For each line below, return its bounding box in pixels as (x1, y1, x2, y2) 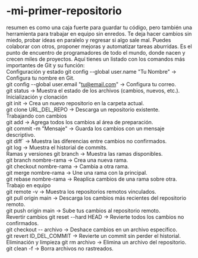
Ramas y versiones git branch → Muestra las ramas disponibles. (6, 150, 163, 157)
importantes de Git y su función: (6, 61, 85, 69)
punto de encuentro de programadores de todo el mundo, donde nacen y (6, 49, 186, 56)
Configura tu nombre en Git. (6, 74, 75, 81)
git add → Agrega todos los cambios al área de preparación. (6, 118, 153, 125)
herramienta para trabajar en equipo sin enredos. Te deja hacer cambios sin (6, 30, 192, 37)
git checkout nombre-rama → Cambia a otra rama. (6, 162, 130, 170)
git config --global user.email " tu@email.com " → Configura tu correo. (6, 80, 177, 87)
